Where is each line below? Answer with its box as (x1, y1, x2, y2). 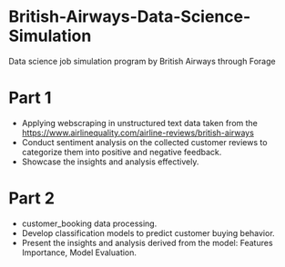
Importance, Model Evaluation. (21, 247, 137, 258)
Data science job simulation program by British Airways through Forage (8, 55, 276, 66)
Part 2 (8, 188, 56, 209)
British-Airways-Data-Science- (8, 6, 251, 27)
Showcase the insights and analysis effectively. (21, 156, 199, 167)
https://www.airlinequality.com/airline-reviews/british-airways (21, 127, 254, 138)
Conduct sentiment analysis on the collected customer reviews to (21, 136, 268, 147)
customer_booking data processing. (21, 218, 158, 229)
